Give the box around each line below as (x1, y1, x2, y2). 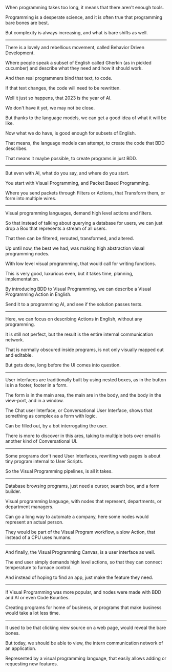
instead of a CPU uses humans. (5, 534, 72, 540)
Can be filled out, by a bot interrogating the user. (5, 423, 108, 429)
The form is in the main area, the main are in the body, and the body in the (5, 392, 162, 398)
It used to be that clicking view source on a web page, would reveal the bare (5, 624, 166, 631)
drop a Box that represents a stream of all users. (5, 225, 107, 231)
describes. (5, 145, 28, 151)
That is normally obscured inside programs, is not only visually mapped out (5, 346, 164, 353)
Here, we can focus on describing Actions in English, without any (5, 316, 142, 322)
